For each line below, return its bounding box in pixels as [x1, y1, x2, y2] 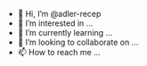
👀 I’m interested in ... [17, 18, 94, 29]
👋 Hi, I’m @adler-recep [17, 9, 102, 19]
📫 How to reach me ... [17, 47, 101, 57]
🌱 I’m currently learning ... [17, 28, 113, 37]
